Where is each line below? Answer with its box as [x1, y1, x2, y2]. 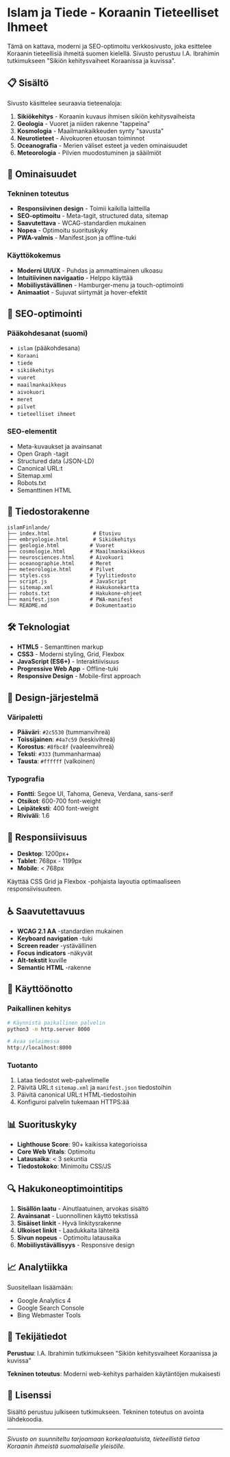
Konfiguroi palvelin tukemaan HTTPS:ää [16, 1098, 130, 1106]
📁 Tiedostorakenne [7, 506, 90, 518]
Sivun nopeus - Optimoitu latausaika [16, 1234, 121, 1242]
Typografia [7, 774, 44, 784]
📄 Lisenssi [7, 1389, 51, 1402]
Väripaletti [7, 712, 43, 722]
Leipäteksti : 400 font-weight [16, 804, 99, 812]
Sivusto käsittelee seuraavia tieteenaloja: [7, 99, 122, 107]
